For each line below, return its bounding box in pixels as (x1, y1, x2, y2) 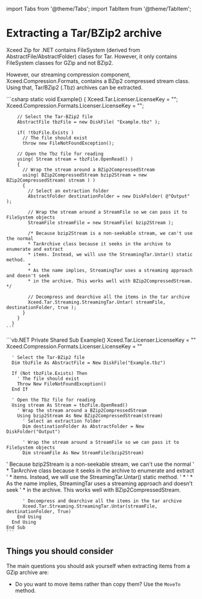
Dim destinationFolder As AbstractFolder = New (22, 423, 145, 429)
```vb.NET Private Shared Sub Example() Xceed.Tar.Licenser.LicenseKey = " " (6, 336, 196, 343)
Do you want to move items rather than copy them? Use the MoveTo (14, 580, 181, 587)
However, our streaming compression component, (6, 71, 131, 78)
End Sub (6, 524, 26, 531)
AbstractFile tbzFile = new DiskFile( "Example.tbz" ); (17, 119, 161, 125)
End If (11, 386, 28, 392)
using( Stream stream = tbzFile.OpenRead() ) (17, 156, 134, 162)
